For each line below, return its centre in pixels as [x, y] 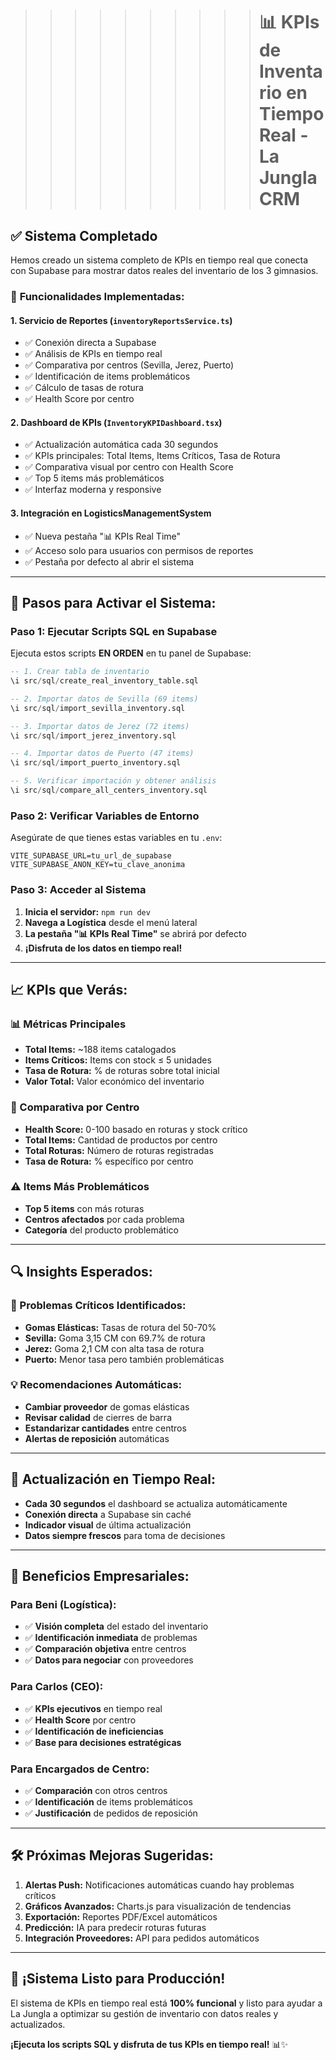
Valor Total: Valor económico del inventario [114, 1081]
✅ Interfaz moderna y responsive [93, 490]
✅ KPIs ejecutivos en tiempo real [93, 1708]
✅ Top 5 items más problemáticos [94, 478]
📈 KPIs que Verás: [69, 989]
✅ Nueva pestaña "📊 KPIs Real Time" [103, 536]
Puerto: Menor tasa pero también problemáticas [124, 1359]
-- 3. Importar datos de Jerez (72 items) [100, 726]
